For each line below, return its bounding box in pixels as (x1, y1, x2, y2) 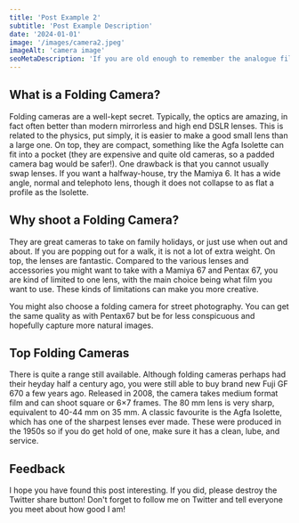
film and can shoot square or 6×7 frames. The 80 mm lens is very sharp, (9, 397, 275, 408)
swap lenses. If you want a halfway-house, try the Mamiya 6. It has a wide (9, 168, 281, 178)
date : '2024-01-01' (9, 29, 82, 38)
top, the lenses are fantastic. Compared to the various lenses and (9, 255, 249, 266)
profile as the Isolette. (9, 186, 89, 197)
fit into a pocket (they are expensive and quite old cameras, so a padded (9, 149, 275, 159)
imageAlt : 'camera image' (9, 46, 105, 55)
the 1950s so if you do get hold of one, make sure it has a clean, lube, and (9, 426, 280, 437)
